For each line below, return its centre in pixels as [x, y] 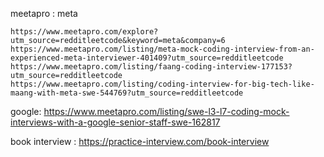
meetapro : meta [44, 13]
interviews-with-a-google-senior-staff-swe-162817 [115, 122]
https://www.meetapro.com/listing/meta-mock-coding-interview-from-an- [162, 49]
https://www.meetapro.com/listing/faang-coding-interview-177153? [151, 67]
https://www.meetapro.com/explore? [84, 32]
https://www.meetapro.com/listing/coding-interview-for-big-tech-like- [162, 84]
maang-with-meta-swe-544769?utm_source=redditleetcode [127, 93]
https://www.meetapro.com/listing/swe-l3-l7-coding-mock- [166, 111]
